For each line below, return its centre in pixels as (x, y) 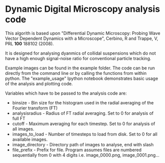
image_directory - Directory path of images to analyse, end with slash (83, 144)
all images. (23, 129)
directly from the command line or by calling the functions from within (76, 73)
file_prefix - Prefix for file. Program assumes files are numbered (77, 150)
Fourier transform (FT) (35, 108)
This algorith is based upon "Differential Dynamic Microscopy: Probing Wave (83, 33)
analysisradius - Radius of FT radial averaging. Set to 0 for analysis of (83, 113)
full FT (19, 118)
